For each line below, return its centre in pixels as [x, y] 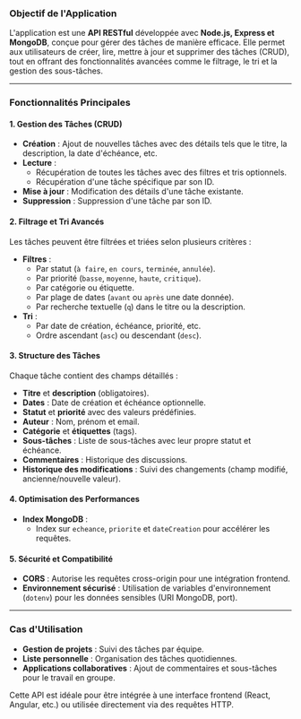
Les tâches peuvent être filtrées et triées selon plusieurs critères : [130, 241]
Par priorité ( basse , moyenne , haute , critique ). [118, 278]
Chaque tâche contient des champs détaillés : [94, 376]
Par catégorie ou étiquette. [85, 287]
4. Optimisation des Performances [75, 499]
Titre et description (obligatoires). [86, 393]
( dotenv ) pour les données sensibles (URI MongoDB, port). [130, 598]
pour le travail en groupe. [69, 677]
